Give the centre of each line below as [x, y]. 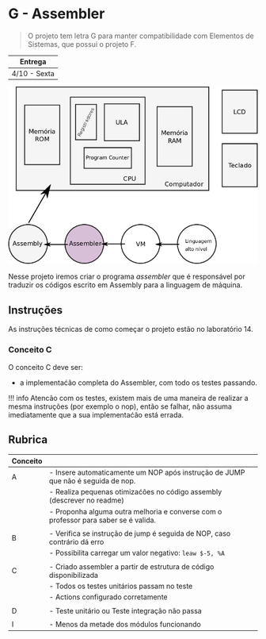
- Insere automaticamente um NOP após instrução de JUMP [147, 472]
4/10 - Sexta [33, 73]
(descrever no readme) [87, 500]
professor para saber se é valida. [103, 520]
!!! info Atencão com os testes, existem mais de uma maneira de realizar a [128, 398]
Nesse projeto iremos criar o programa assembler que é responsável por [127, 277]
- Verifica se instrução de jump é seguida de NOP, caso [140, 533]
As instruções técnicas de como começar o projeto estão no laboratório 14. [131, 329]
